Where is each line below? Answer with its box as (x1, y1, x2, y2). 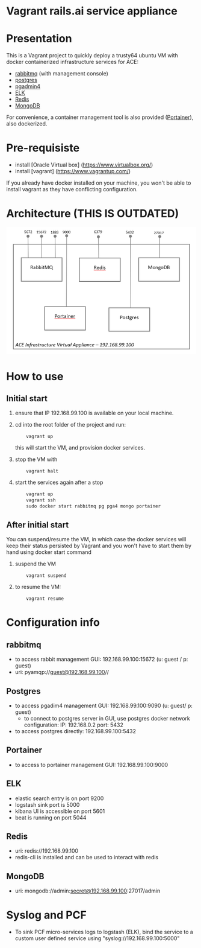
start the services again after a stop (14, 479, 104, 486)
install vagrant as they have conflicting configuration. (6, 186, 138, 193)
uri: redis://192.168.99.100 (14, 847, 79, 854)
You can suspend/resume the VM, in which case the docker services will (6, 536, 187, 543)
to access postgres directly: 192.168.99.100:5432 (14, 728, 137, 735)
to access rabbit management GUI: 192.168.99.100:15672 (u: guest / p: (14, 656, 188, 663)
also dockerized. (6, 120, 48, 127)
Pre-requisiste (6, 141, 80, 155)
